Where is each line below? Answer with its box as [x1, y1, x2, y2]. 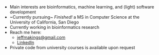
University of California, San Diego [9, 19, 79, 25]
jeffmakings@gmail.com [17, 34, 66, 40]
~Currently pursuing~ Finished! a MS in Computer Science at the [9, 14, 140, 20]
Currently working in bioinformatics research [9, 24, 100, 30]
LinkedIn [17, 40, 35, 45]
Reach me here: [9, 30, 42, 35]
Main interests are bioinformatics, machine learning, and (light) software [9, 4, 155, 10]
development [9, 9, 36, 15]
